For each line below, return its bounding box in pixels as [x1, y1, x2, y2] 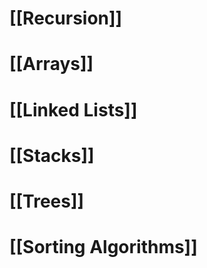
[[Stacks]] [9, 144, 95, 167]
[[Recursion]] [9, 7, 123, 30]
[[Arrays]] [9, 53, 94, 76]
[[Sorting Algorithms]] [9, 236, 198, 259]
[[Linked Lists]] [9, 98, 138, 121]
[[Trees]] [9, 190, 85, 212]
